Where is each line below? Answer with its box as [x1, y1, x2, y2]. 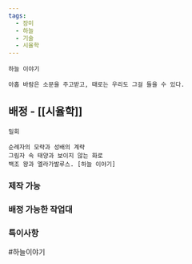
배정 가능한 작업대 [8, 204, 74, 215]
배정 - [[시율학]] [8, 104, 83, 118]
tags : [8, 11, 26, 20]
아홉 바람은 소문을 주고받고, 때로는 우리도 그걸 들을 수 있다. [8, 81, 186, 89]
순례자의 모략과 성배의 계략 [8, 143, 86, 151]
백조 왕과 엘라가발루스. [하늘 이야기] [8, 160, 116, 169]
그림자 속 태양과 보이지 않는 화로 [8, 152, 103, 160]
